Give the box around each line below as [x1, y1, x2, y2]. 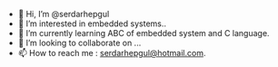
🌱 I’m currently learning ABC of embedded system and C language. [17, 28, 270, 38]
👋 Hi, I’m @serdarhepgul [17, 9, 110, 19]
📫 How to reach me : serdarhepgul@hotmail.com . [17, 48, 206, 58]
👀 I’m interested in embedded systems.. [17, 18, 166, 29]
